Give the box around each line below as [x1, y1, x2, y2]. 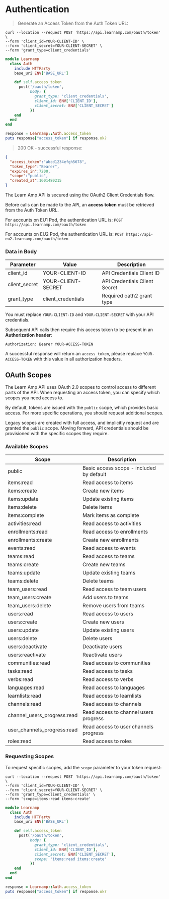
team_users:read [8, 586, 47, 593]
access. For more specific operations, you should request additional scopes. [5, 410, 163, 416]
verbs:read [8, 676, 34, 683]
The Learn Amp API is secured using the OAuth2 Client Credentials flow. [5, 192, 155, 198]
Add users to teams [82, 594, 129, 601]
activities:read [8, 520, 41, 527]
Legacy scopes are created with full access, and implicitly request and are [5, 420, 159, 426]
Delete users [82, 635, 113, 642]
